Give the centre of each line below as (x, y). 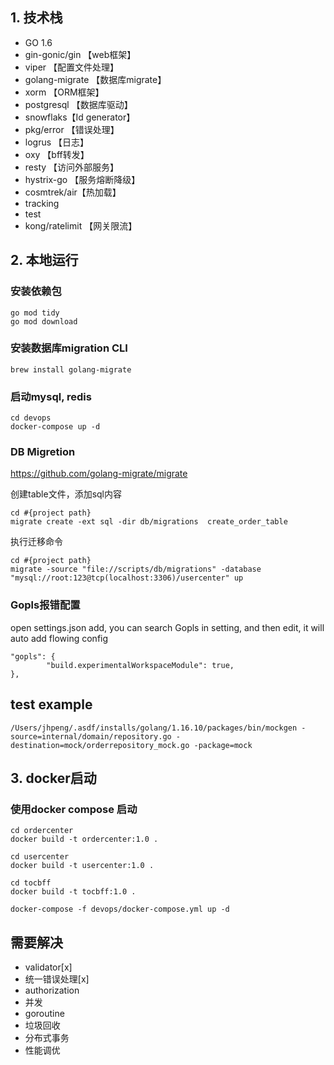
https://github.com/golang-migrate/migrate (99, 474)
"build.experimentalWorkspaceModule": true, (140, 665)
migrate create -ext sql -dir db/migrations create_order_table (149, 522)
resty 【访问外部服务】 (72, 167)
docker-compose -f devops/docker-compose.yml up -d (120, 909)
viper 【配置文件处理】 (71, 67)
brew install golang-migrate (71, 369)
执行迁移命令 (36, 542)
